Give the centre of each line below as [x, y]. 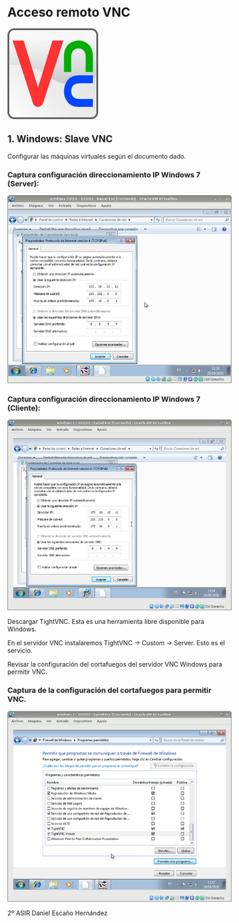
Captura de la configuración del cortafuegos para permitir [110, 690]
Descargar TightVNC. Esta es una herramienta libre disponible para [106, 622]
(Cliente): [24, 408]
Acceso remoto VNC [69, 12]
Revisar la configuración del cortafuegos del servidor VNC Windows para [115, 664]
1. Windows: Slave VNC [60, 139]
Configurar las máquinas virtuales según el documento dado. [97, 156]
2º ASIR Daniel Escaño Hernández [58, 913]
